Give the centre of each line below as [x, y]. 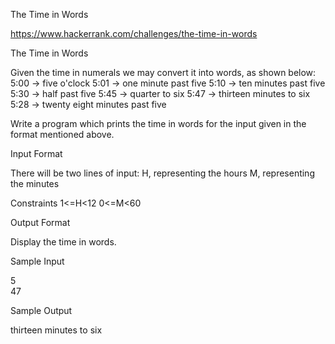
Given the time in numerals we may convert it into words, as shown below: [163, 72]
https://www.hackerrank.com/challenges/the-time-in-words [134, 33]
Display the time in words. [63, 242]
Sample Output [41, 310]
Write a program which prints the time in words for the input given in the [158, 123]
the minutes [35, 183]
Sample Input [37, 261]
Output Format [40, 222]
